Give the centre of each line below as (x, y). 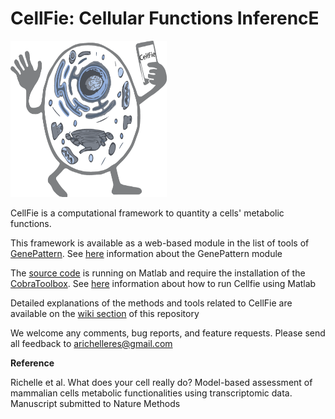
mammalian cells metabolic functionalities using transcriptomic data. (151, 393)
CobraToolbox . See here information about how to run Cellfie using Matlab (163, 283)
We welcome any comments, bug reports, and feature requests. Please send (168, 333)
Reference (32, 363)
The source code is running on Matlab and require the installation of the (158, 273)
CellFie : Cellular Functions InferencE (165, 18)
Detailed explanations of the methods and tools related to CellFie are (151, 303)
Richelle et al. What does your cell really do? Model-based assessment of (161, 382)
